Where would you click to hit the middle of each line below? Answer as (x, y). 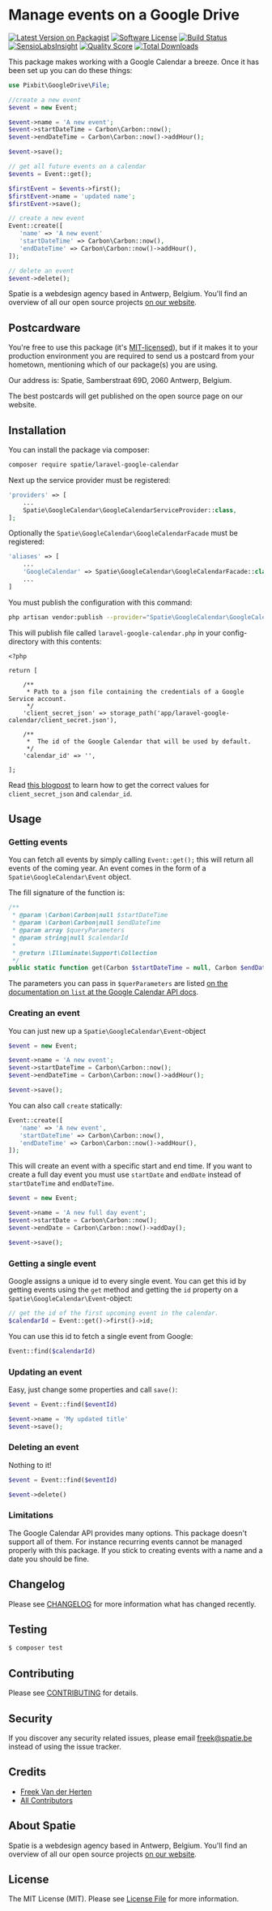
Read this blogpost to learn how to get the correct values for (109, 785)
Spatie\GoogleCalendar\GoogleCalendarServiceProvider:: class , (130, 510)
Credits (28, 1772)
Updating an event (45, 1371)
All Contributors (46, 1800)
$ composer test (36, 1648)
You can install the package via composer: (79, 450)
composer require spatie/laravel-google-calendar (94, 465)
